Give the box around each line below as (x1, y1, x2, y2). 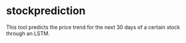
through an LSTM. (6, 29, 50, 37)
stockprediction (6, 4, 86, 18)
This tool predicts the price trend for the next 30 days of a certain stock (6, 24, 180, 31)
